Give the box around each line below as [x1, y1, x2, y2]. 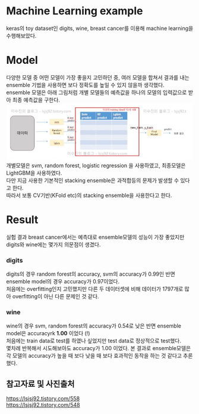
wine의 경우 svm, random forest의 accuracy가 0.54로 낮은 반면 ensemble [6, 322, 181, 329]
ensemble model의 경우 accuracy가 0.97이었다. [6, 278, 120, 285]
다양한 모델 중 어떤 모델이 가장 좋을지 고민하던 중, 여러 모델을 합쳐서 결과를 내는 [6, 73, 190, 81]
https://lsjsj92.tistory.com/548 [6, 401, 80, 409]
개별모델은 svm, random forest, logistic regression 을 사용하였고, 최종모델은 [6, 162, 186, 169]
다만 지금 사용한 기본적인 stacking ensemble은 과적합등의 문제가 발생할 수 [6, 177, 179, 184]
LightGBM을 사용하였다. [6, 169, 62, 177]
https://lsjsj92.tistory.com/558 [6, 395, 80, 402]
